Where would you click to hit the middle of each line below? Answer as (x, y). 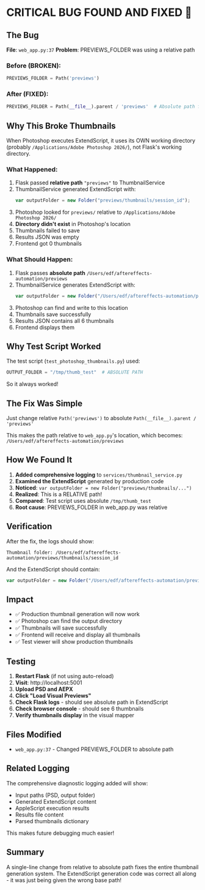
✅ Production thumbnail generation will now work (77, 614)
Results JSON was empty (47, 237)
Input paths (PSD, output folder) (55, 795)
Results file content (39, 815)
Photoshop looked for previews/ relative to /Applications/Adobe (95, 212)
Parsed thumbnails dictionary (52, 821)
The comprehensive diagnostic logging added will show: (77, 783)
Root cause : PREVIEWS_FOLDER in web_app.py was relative (91, 507)
